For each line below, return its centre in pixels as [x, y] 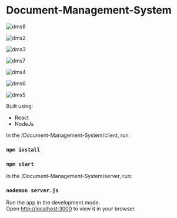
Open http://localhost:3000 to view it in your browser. [71, 209]
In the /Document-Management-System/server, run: [69, 176]
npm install [23, 150]
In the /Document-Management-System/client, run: [68, 135]
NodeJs [24, 123]
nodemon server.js [32, 191]
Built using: [20, 106]
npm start [20, 164]
